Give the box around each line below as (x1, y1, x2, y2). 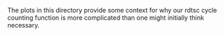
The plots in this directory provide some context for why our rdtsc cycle (7, 6, 218, 14)
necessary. (7, 21, 41, 29)
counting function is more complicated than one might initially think (7, 13, 205, 22)
